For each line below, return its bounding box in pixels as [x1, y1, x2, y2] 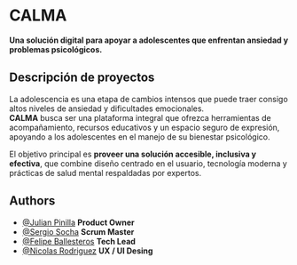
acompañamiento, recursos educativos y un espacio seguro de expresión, [9, 122, 280, 132]
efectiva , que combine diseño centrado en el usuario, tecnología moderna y [9, 157, 288, 169]
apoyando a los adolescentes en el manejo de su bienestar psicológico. [9, 131, 270, 142]
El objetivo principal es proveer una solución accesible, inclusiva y [9, 149, 257, 159]
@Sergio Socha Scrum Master [21, 226, 135, 237]
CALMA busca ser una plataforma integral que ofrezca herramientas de [9, 112, 272, 123]
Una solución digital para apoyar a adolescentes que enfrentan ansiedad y [9, 35, 289, 45]
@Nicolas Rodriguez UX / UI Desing [21, 245, 153, 256]
